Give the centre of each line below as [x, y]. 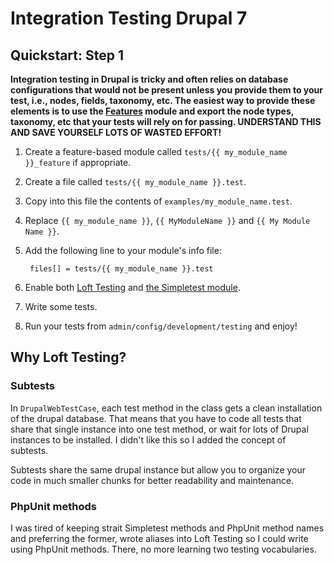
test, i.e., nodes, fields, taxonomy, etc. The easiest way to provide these [163, 100]
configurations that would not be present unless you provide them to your [167, 90]
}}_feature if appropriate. [78, 162]
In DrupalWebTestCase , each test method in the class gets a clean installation [166, 408]
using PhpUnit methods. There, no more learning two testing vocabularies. [163, 549]
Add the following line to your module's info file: [123, 250]
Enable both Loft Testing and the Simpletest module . [132, 287]
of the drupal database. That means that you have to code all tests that [156, 418]
